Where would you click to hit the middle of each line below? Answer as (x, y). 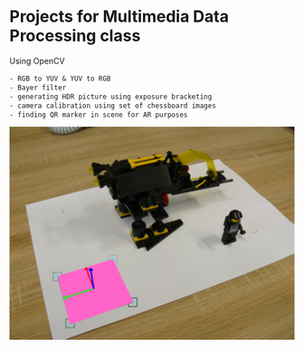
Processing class (75, 36)
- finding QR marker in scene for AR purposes (99, 115)
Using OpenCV (37, 61)
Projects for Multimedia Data (119, 17)
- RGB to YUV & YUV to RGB (60, 79)
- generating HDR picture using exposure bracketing (111, 97)
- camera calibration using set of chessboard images (113, 106)
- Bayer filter (38, 88)
